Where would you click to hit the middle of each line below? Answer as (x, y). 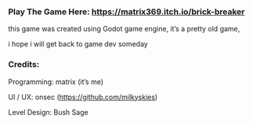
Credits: (24, 64)
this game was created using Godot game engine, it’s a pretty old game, (124, 29)
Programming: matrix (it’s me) (56, 82)
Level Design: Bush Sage (48, 112)
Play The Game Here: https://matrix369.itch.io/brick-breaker (127, 12)
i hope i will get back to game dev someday (78, 44)
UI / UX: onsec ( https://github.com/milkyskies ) (83, 97)
